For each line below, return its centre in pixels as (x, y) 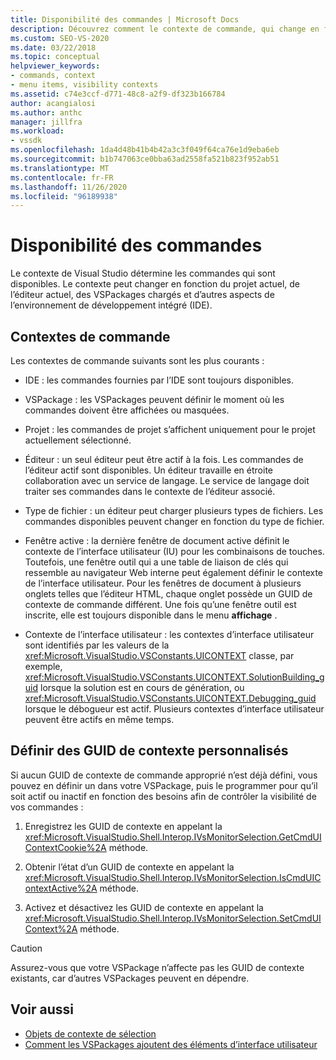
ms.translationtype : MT (60, 168)
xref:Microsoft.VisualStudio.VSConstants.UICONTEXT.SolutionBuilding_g (174, 677)
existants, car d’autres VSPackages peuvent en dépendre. (130, 978)
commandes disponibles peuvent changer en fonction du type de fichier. (174, 521)
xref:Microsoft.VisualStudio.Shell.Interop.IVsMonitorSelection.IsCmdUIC (173, 877)
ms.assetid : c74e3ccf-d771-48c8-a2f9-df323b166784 (118, 94)
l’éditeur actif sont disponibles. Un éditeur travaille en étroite (148, 470)
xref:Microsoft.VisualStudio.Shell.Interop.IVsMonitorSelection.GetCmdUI (173, 837)
